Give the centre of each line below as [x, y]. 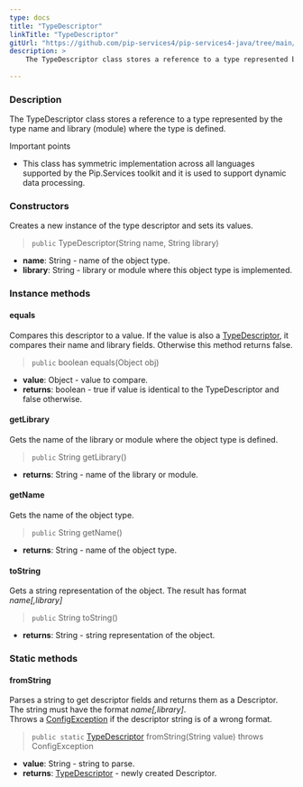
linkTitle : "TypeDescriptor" [64, 34]
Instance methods [50, 294]
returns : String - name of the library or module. [110, 474]
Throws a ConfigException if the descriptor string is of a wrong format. [141, 719]
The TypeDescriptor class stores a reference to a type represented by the [146, 119]
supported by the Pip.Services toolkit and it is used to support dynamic [154, 173]
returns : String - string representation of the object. [119, 636]
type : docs [30, 18]
